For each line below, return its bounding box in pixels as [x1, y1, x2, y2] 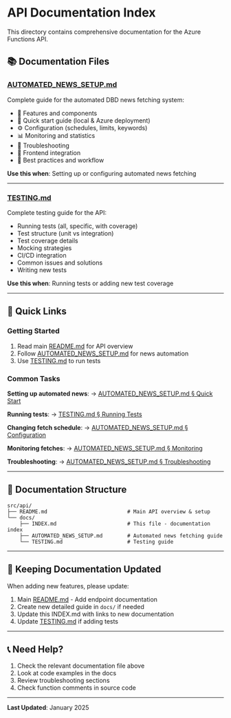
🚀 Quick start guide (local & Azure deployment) [16, 116, 151, 125]
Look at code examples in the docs [16, 669, 117, 677]
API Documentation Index [7, 5, 156, 21]
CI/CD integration [16, 251, 67, 259]
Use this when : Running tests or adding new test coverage [7, 279, 174, 287]
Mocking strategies [16, 243, 72, 252]
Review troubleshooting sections [16, 677, 110, 685]
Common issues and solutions [16, 258, 103, 267]
